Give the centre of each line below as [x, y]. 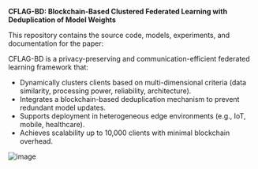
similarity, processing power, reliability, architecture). [105, 91]
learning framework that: [49, 67]
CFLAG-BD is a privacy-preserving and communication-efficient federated [129, 59]
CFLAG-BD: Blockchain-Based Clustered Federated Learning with [118, 11]
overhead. [36, 141]
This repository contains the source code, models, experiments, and [119, 35]
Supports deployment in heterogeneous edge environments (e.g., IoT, [133, 116]
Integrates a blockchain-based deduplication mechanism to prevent [129, 99]
